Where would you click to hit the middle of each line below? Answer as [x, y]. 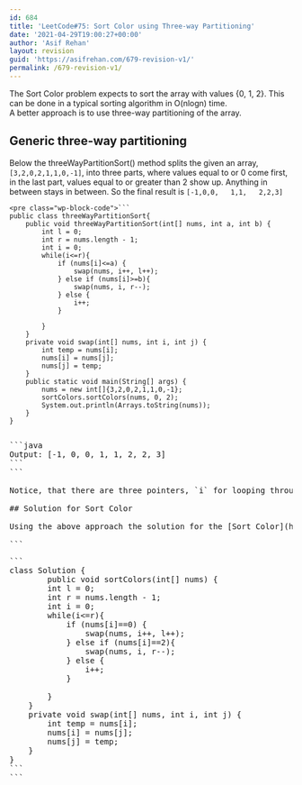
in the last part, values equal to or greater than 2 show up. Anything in [138, 182]
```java [26, 445]
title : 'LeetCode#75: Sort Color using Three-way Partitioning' [132, 26]
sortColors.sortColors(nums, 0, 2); [110, 397]
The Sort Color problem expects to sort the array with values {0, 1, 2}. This [147, 93]
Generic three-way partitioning [98, 141]
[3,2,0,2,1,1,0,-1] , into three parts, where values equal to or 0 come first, [149, 172]
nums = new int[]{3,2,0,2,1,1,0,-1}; [112, 389]
